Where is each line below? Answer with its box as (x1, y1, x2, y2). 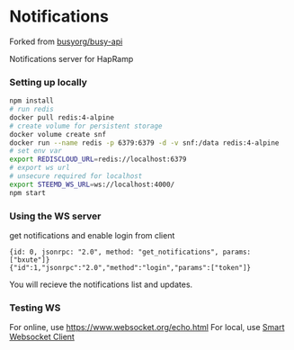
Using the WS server (9, 210, 102, 222)
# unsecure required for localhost (9, 172, 143, 181)
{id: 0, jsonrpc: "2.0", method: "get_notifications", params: (9, 247, 252, 257)
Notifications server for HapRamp (9, 53, 134, 64)
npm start (9, 188, 47, 197)
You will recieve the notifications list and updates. (9, 279, 193, 290)
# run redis (9, 105, 54, 114)
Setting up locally (9, 76, 88, 88)
